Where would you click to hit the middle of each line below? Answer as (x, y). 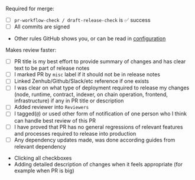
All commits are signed (42, 27)
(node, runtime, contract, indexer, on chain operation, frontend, (91, 95)
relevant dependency (40, 146)
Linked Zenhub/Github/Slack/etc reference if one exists (81, 81)
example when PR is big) (44, 171)
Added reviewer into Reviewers (51, 107)
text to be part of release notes (52, 68)
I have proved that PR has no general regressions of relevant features (98, 127)
